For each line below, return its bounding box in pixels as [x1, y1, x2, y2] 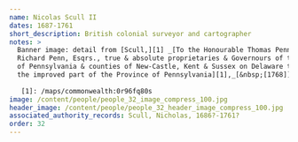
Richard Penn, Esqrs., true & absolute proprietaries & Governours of [17, 54, 284, 63]
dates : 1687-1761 [9, 21, 74, 30]
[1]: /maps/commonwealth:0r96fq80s [20, 86, 153, 95]
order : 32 [9, 120, 46, 129]
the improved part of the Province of [17, 71, 161, 79]
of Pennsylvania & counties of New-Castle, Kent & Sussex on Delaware [17, 63, 284, 71]
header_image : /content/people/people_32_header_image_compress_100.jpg [9, 103, 284, 112]
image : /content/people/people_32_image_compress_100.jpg [9, 94, 228, 104]
